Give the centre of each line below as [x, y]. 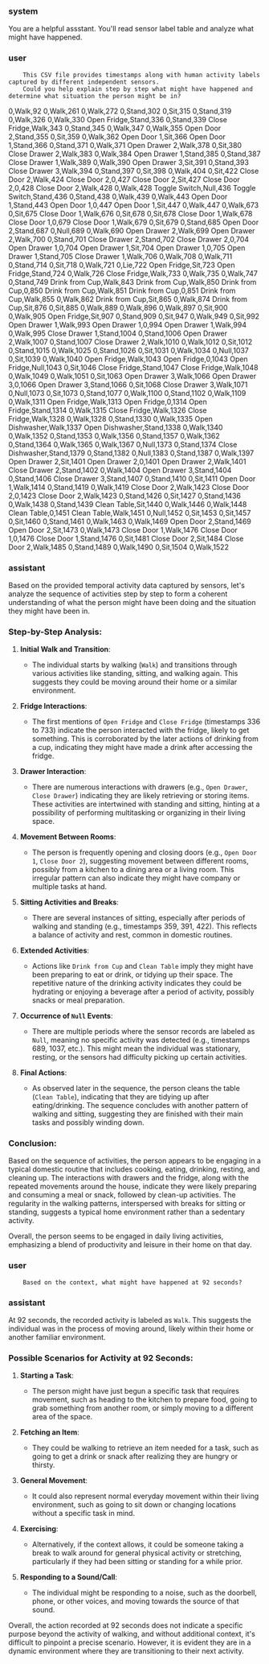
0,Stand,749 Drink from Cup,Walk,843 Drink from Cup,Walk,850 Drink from [132, 282]
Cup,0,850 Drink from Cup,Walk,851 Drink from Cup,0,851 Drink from [122, 290]
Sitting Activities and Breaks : [69, 902]
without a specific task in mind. [83, 1514]
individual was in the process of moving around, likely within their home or [131, 1328]
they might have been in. [49, 611]
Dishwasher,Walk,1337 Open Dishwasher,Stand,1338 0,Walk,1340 [116, 427]
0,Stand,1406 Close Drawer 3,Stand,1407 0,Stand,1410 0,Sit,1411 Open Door [132, 478]
